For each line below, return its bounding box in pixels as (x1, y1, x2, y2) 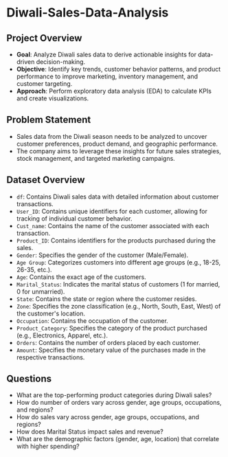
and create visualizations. (16, 94, 89, 102)
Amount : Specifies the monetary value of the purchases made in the (16, 346, 206, 354)
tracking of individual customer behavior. (16, 214, 133, 223)
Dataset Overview (6, 174, 85, 186)
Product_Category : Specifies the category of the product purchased (16, 324, 207, 332)
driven (16, 58, 35, 66)
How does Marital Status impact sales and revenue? (16, 427, 164, 436)
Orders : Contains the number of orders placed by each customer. (16, 338, 201, 346)
